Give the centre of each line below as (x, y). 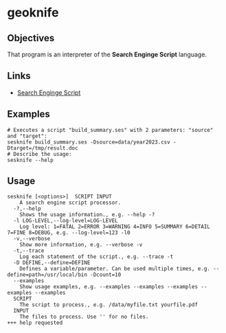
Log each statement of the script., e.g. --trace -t (97, 257)
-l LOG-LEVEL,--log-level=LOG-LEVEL (66, 221)
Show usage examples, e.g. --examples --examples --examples (109, 287)
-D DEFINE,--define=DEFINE (52, 263)
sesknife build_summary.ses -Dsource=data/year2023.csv (89, 142)
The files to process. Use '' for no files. (84, 317)
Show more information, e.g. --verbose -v (81, 245)
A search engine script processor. (70, 203)
